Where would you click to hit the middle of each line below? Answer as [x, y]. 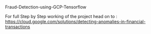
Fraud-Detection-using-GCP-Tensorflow [46, 7]
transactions [18, 27]
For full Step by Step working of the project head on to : [61, 16]
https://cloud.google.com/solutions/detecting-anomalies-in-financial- [75, 22]
